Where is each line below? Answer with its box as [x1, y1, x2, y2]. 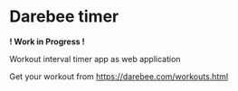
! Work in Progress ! [9, 36, 85, 47]
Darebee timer [9, 6, 119, 27]
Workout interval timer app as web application [9, 53, 181, 64]
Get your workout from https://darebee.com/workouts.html [9, 70, 229, 82]
